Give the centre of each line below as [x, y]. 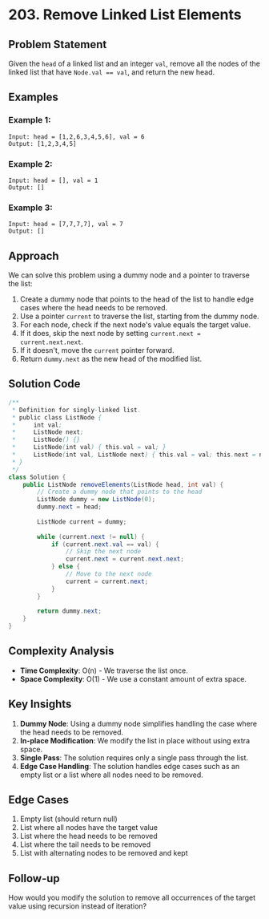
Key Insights [40, 704]
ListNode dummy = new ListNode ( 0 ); [96, 500]
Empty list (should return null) [68, 819]
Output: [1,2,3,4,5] [43, 144]
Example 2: [30, 164]
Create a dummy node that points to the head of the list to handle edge [137, 299]
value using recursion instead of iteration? [78, 906]
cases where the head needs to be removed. [94, 308]
